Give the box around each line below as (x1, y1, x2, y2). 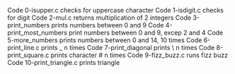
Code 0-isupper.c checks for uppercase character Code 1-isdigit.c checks (7, 6, 224, 14)
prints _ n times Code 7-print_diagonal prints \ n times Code (41, 44, 215, 51)
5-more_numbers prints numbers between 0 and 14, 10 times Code (7, 36, 202, 44)
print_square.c (7, 51, 50, 59)
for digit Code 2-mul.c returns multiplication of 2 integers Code (7, 13, 192, 22)
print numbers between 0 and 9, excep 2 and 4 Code (68, 28, 224, 37)
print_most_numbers (7, 28, 67, 37)
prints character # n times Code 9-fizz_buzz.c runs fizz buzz (50, 51, 229, 59)
